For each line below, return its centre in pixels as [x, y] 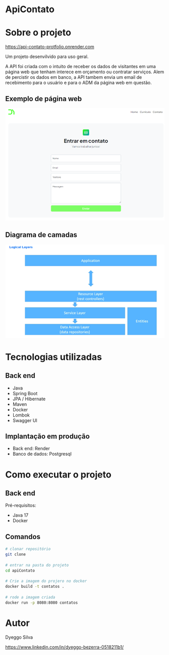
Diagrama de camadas [41, 235]
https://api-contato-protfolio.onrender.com [50, 47]
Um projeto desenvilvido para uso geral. [47, 56]
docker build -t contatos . [35, 587]
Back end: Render [31, 449]
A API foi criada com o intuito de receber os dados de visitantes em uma [80, 67]
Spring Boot [25, 393]
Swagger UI [25, 420]
